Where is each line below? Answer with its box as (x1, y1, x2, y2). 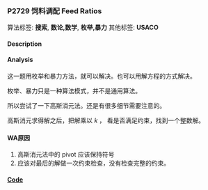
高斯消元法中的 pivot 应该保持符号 (17, 150, 115, 159)
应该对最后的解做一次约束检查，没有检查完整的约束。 (17, 159, 170, 168)
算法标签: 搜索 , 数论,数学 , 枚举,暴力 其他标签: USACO (7, 23, 159, 32)
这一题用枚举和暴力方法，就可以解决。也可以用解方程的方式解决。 (7, 72, 196, 81)
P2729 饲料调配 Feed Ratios (7, 6, 102, 15)
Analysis (7, 56, 33, 64)
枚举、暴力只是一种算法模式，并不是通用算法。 (7, 87, 141, 95)
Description (7, 40, 42, 48)
